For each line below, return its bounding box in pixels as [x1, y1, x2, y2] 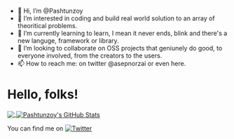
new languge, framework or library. [17, 37, 119, 45]
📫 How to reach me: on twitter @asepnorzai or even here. [17, 60, 186, 67]
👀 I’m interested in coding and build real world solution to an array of [17, 14, 215, 22]
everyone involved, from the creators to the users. [17, 51, 163, 60]
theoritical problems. [17, 22, 78, 29]
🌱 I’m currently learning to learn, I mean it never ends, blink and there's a [17, 29, 228, 37]
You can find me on [7, 124, 64, 133]
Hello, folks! [7, 86, 78, 102]
